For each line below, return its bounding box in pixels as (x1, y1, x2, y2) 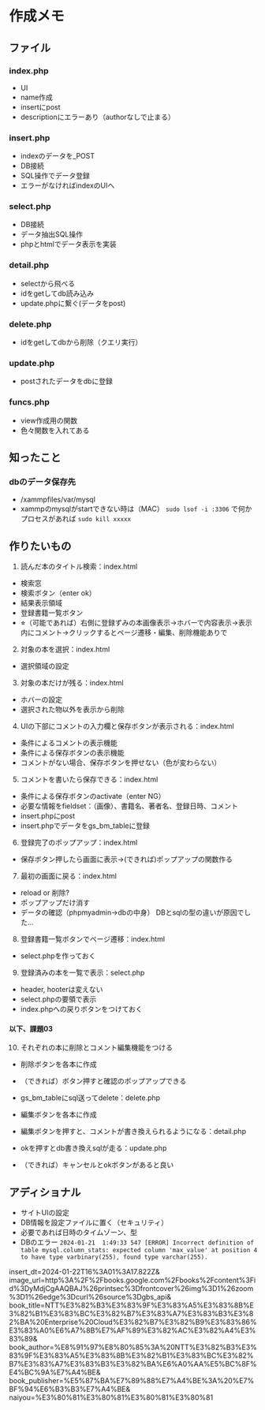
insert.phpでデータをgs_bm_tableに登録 (20, 821, 151, 830)
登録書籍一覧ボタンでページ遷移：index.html (20, 934, 165, 944)
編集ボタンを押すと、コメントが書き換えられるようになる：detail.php (20, 1127, 247, 1136)
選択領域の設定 (20, 662, 69, 671)
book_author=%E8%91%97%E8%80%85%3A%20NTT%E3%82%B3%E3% (9, 1342, 257, 1352)
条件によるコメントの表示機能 (20, 738, 118, 748)
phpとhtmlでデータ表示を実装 (20, 240, 117, 249)
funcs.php (9, 397, 50, 408)
